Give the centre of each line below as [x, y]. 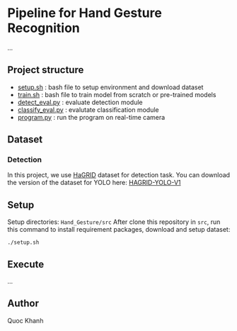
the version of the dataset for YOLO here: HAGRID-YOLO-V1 [94, 183]
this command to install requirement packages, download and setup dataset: [119, 230]
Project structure [46, 70]
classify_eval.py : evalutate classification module [88, 110]
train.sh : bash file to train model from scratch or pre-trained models [117, 94]
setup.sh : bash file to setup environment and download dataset [110, 87]
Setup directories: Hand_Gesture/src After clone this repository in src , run [114, 222]
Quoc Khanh [25, 320]
